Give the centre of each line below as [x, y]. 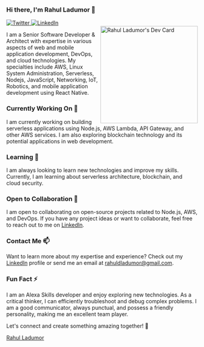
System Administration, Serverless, [50, 74]
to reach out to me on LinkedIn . [45, 225]
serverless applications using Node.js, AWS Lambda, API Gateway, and [95, 128]
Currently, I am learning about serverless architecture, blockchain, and [94, 176]
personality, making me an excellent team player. [67, 314]
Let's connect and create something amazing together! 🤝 [77, 326]
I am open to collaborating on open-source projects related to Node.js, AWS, [102, 212]
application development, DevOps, [49, 54]
